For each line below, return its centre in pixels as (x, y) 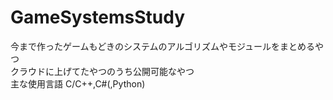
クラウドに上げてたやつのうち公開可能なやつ (102, 71)
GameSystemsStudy (98, 17)
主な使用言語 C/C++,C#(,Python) (78, 83)
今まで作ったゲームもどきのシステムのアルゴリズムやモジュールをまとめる (163, 46)
